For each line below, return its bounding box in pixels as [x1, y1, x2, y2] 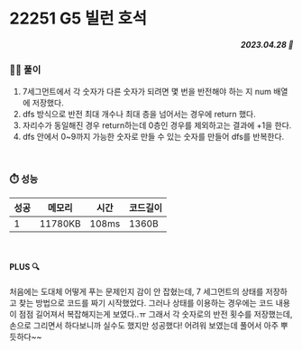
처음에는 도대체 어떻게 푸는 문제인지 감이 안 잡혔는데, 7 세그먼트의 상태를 [9, 286, 264, 298]
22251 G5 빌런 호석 [9, 8, 147, 29]
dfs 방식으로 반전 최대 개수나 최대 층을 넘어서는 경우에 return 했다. [22, 108, 256, 119]
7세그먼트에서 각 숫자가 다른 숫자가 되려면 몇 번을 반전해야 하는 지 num [22, 86, 272, 97]
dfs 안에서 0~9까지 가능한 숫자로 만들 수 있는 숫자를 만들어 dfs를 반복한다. [22, 131, 285, 142]
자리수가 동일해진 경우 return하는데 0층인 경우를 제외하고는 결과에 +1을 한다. [22, 119, 292, 131]
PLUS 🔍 [9, 262, 41, 272]
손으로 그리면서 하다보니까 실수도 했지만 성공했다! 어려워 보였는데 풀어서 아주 [9, 320, 279, 331]
